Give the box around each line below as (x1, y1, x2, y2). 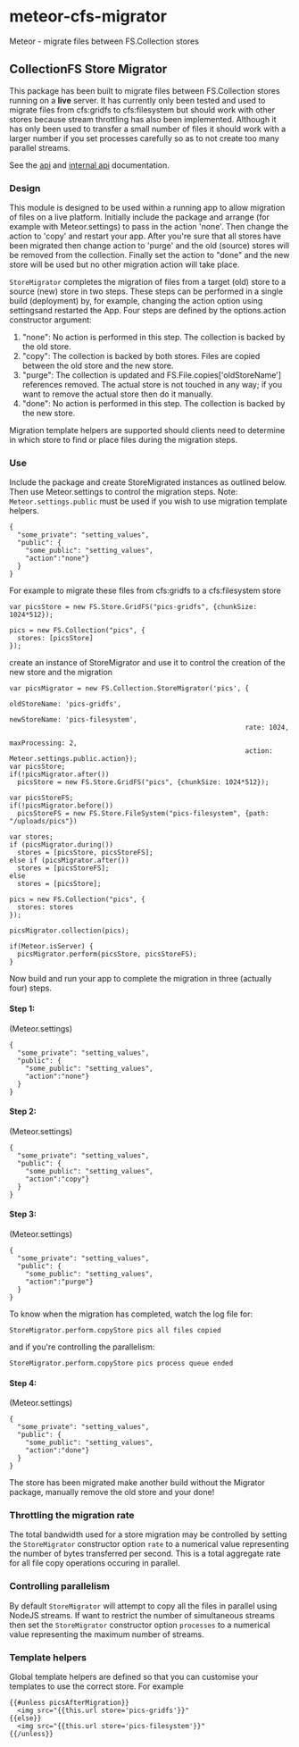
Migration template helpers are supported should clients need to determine (9, 425, 286, 436)
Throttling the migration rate (9, 1509, 136, 1522)
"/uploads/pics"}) (9, 817, 78, 826)
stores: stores (17, 903, 74, 912)
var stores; (9, 832, 54, 841)
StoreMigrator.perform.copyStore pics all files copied (9, 1325, 221, 1334)
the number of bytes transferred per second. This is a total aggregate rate (9, 1548, 281, 1559)
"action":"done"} (25, 1446, 90, 1455)
